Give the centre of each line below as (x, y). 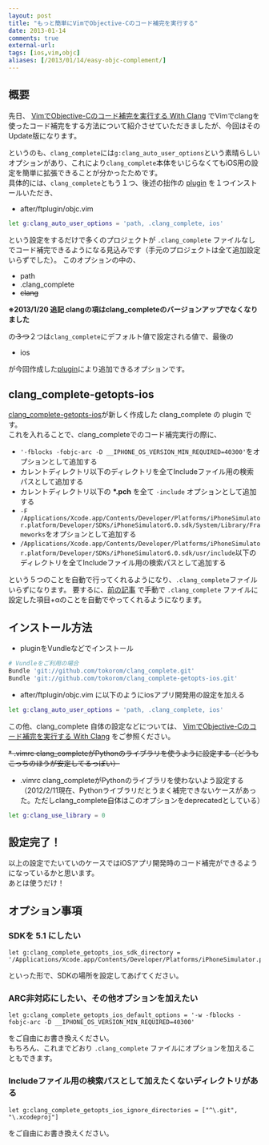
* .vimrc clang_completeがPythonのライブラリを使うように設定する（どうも (133, 753)
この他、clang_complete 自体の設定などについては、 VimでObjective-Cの (129, 726)
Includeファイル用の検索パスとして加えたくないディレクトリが (129, 1081)
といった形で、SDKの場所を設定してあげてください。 (96, 976)
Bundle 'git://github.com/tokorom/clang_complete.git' (102, 671)
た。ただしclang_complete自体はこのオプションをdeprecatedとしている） (142, 800)
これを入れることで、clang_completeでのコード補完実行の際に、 (115, 435)
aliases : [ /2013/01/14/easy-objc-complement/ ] (87, 61)
